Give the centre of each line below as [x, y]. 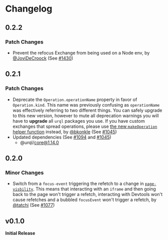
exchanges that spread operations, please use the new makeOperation [85, 126]
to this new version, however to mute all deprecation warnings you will [86, 115]
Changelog [29, 9]
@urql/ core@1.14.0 [39, 142]
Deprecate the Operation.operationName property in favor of [75, 100]
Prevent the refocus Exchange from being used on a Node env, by [81, 53]
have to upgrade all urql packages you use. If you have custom [79, 121]
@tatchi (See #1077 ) [34, 205]
